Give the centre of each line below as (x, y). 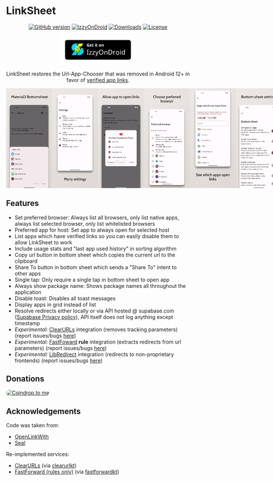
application (28, 292)
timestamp (27, 323)
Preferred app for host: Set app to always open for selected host (92, 230)
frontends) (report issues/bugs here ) (59, 360)
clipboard (26, 261)
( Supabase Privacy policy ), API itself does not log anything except (94, 317)
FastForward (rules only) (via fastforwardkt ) (67, 472)
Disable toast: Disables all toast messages (65, 298)
